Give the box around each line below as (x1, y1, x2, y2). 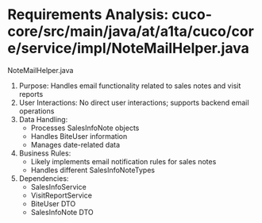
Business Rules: (18, 148, 71, 158)
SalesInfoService (30, 182, 87, 191)
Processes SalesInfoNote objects (30, 123, 140, 133)
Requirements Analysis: (7, 6, 169, 24)
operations (18, 106, 55, 116)
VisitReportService (30, 190, 93, 200)
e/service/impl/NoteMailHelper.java (7, 40, 249, 57)
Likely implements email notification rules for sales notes (30, 156, 217, 166)
